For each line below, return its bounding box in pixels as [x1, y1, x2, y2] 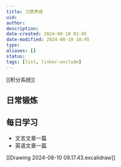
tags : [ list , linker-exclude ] [6, 59, 82, 65]
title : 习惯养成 [6, 8, 43, 15]
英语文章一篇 [14, 142, 47, 149]
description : [6, 25, 39, 32]
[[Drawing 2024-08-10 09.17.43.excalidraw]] [6, 154, 116, 161]
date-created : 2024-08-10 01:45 [6, 31, 87, 37]
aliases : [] [6, 48, 36, 54]
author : [6, 20, 26, 26]
